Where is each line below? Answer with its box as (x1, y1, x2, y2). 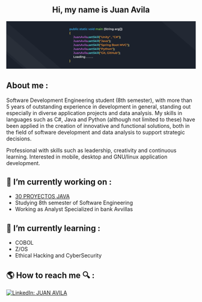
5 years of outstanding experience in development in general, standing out (6, 102, 191, 110)
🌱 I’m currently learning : (6, 223, 101, 233)
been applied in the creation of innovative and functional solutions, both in (6, 122, 190, 129)
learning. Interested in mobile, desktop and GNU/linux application (6, 153, 168, 160)
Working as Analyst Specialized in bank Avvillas (14, 206, 133, 213)
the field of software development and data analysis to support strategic (6, 128, 185, 136)
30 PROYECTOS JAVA (14, 193, 70, 200)
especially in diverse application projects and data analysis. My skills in (6, 109, 182, 116)
